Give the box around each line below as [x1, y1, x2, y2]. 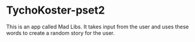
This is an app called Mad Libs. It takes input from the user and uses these [6, 23, 189, 30]
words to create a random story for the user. [6, 29, 115, 36]
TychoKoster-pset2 [6, 4, 106, 17]
